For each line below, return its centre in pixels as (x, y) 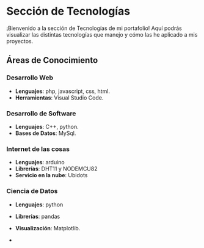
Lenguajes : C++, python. (47, 126)
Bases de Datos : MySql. (46, 133)
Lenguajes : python (39, 204)
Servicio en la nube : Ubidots (51, 175)
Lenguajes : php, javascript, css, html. (63, 91)
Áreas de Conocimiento (52, 60)
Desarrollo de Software (41, 113)
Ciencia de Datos (32, 191)
